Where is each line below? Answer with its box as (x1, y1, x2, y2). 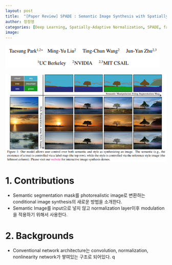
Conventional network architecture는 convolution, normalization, (12, 248, 148, 254)
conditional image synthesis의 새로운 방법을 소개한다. (12, 199, 122, 205)
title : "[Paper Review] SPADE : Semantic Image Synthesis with (5, 13, 145, 19)
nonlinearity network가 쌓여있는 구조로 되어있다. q (12, 254, 115, 260)
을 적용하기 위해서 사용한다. (12, 212, 68, 218)
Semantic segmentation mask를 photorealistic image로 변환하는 (12, 192, 146, 198)
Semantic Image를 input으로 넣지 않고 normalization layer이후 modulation (12, 205, 165, 211)
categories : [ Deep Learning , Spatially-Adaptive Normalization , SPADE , (5, 25, 161, 30)
